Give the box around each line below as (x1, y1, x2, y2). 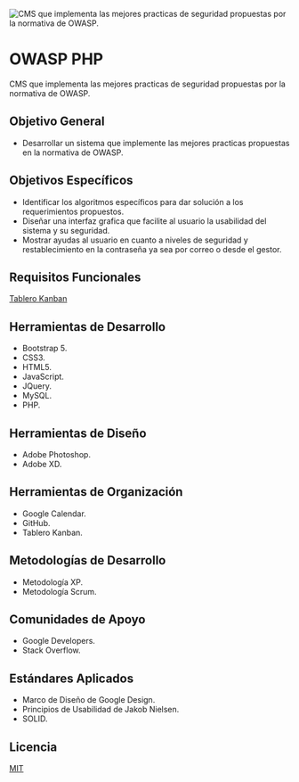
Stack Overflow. (21, 645, 82, 655)
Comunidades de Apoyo (9, 612, 146, 628)
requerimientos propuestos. (21, 206, 125, 217)
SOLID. (21, 713, 48, 724)
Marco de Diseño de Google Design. (21, 695, 156, 705)
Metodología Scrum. (21, 586, 97, 597)
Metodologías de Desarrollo (9, 553, 166, 568)
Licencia (9, 739, 58, 754)
